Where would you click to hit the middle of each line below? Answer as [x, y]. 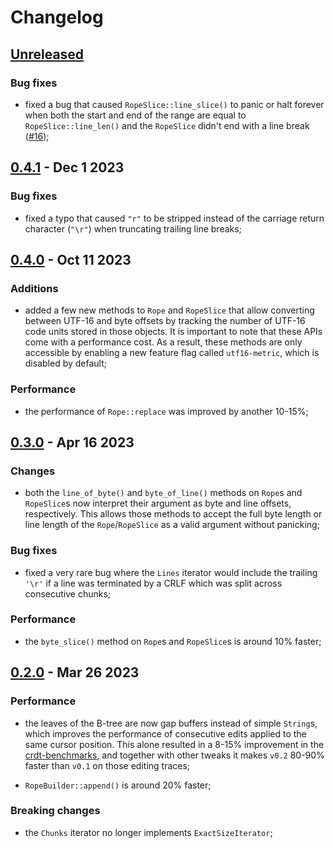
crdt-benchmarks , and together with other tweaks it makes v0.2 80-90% [174, 755]
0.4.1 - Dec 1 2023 [67, 167]
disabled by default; [65, 363]
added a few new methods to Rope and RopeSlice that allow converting [169, 310]
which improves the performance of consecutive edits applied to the [165, 733]
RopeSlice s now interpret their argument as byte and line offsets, [158, 503]
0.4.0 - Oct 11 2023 [71, 259]
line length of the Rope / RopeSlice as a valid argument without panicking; [172, 525]
